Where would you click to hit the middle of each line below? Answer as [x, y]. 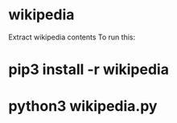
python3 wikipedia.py [83, 107]
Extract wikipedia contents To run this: [72, 37]
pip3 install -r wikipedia [88, 70]
